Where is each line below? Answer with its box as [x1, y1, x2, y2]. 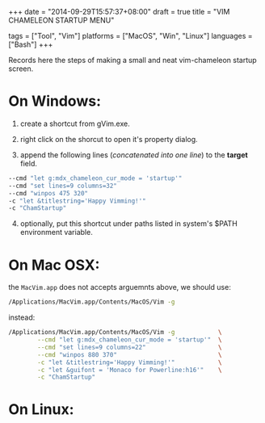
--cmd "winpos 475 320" [8, 189, 89, 197]
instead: [8, 312, 36, 322]
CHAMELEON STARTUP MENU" [8, 15, 115, 25]
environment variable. [19, 228, 93, 237]
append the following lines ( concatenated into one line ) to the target [19, 149, 248, 160]
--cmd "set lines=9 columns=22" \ [37, 343, 222, 351]
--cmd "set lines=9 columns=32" [8, 182, 117, 190]
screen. [8, 64, 34, 73]
